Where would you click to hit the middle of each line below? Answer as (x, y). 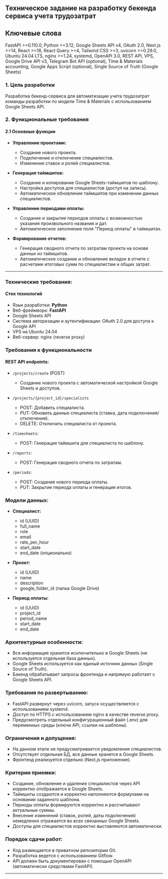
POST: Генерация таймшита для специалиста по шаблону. (82, 443)
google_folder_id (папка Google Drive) (59, 588)
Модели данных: (27, 500)
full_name (30, 526)
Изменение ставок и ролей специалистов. (65, 163)
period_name (33, 618)
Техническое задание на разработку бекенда (81, 8)
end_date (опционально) (46, 553)
